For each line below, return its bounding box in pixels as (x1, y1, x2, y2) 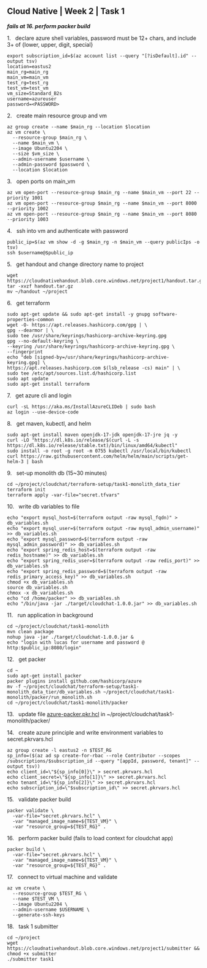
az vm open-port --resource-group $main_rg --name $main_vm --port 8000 (7, 200, 197, 206)
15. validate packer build (7, 795, 71, 803)
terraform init (7, 486, 46, 493)
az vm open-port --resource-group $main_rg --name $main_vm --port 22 (7, 189, 192, 195)
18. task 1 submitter (7, 923, 59, 930)
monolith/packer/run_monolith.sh (7, 694, 93, 700)
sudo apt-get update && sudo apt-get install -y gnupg (7, 311, 150, 317)
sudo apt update (7, 375, 49, 381)
